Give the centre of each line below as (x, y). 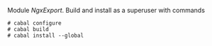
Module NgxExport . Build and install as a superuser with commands (106, 10)
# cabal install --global (45, 35)
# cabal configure (34, 23)
